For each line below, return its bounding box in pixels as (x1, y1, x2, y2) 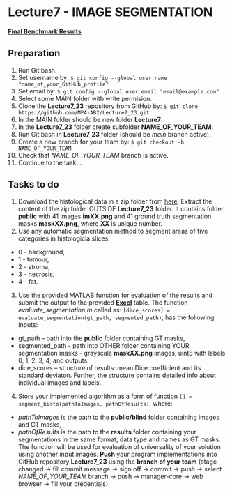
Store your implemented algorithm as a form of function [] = (17, 392, 192, 400)
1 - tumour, (17, 255, 49, 264)
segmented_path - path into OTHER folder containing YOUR (17, 341, 190, 349)
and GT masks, (17, 420, 62, 429)
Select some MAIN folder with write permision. (17, 94, 153, 102)
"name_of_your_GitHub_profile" (17, 81, 109, 88)
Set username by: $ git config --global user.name (17, 73, 168, 82)
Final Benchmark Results (8, 27, 82, 36)
